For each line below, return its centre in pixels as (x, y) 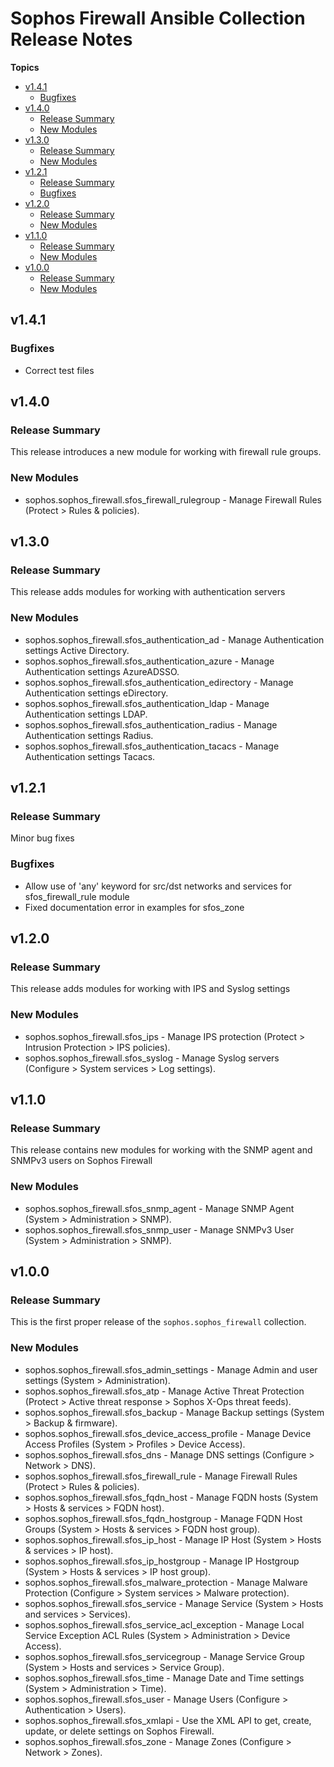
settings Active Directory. (77, 650)
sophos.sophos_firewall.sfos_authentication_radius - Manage (151, 724)
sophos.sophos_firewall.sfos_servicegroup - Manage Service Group (164, 1656)
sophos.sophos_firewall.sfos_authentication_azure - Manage (149, 661)
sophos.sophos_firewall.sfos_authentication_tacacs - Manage (152, 746)
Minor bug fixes (42, 838)
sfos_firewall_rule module (77, 896)
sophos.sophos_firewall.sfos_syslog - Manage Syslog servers (152, 1058)
